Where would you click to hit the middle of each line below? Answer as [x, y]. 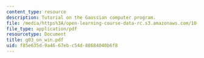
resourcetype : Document [36, 34]
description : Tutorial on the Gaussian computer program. [81, 18]
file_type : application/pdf [42, 29]
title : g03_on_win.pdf [35, 40]
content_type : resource [36, 12]
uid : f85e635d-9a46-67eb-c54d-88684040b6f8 [62, 46]
